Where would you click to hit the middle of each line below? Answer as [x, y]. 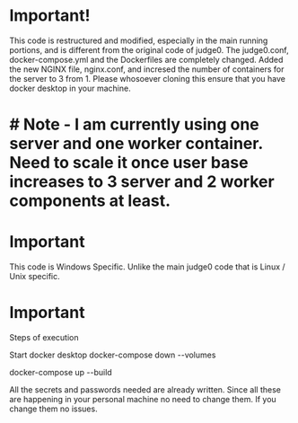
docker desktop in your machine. [70, 88]
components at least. [90, 201]
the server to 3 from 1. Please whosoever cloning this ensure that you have [147, 78]
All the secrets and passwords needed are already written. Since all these [145, 390]
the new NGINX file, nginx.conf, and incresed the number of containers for [147, 69]
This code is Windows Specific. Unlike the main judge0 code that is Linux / [147, 267]
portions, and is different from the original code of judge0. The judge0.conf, [149, 49]
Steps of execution [44, 337]
